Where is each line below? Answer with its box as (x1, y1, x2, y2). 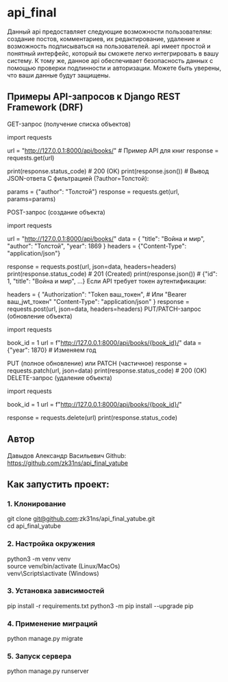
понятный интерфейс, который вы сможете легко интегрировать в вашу (7, 49, 219, 58)
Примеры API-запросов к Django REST (7, 91, 181, 103)
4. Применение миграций (7, 618, 98, 628)
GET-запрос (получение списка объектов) (7, 120, 131, 128)
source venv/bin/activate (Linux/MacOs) (7, 561, 121, 570)
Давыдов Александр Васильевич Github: (7, 451, 127, 459)
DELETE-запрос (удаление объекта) (7, 373, 113, 381)
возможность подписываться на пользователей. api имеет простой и (7, 42, 211, 50)
